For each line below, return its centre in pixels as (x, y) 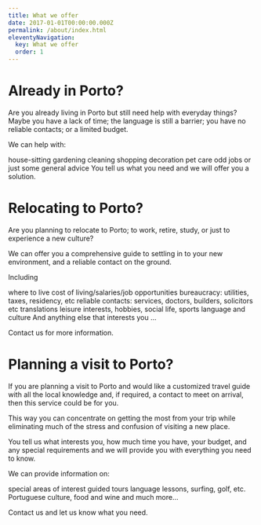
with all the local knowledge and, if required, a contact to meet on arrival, (126, 395)
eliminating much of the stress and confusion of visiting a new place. (119, 426)
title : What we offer (43, 15)
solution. (22, 176)
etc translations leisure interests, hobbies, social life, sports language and (127, 309)
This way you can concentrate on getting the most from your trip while (122, 418)
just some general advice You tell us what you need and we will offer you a (129, 168)
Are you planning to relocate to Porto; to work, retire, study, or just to (119, 229)
